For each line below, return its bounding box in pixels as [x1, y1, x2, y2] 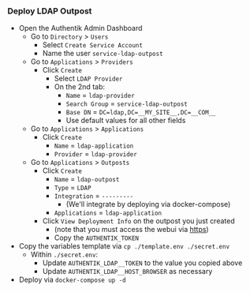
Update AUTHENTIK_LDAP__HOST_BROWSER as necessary [42, 267, 213, 276]
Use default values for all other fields [65, 116, 186, 125]
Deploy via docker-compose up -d [18, 275, 127, 285]
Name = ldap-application [54, 140, 134, 151]
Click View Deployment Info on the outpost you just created [42, 216, 235, 226]
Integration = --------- [54, 191, 134, 200]
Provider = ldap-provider [54, 149, 137, 159]
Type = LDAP [54, 183, 91, 193]
